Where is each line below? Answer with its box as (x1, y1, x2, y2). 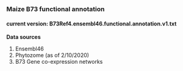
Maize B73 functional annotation (6, 5, 105, 13)
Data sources (6, 33, 41, 41)
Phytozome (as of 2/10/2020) (15, 52, 90, 59)
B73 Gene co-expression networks (15, 58, 103, 66)
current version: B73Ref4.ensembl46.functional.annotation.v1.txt (6, 20, 177, 27)
